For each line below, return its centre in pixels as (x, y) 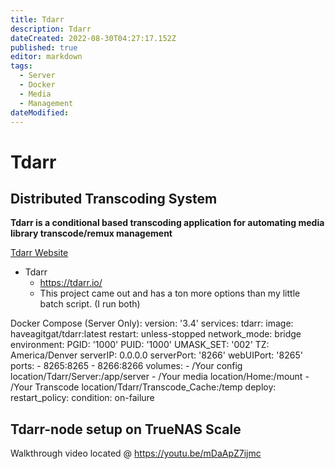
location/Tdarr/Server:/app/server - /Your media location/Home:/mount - (160, 377)
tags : (21, 66)
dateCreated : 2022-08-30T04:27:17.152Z (93, 38)
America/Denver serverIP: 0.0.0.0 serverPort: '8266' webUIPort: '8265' (156, 355)
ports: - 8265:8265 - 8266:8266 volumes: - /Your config (126, 366)
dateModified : (40, 112)
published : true (44, 47)
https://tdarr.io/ (71, 283)
